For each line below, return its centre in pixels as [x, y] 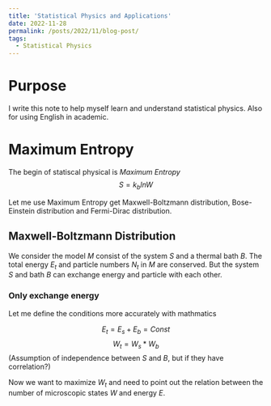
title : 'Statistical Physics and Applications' [90, 16]
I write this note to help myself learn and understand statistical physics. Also [135, 108]
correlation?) [30, 367]
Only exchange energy [54, 296]
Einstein [21, 210]
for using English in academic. [59, 117]
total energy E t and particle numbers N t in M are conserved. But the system [134, 265]
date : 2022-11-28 [38, 23]
